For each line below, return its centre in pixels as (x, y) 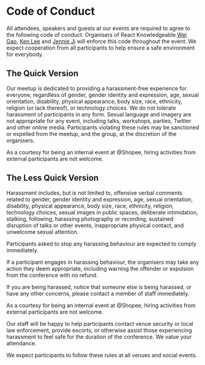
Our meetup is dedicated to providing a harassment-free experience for (96, 88)
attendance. (21, 343)
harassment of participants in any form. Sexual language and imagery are (99, 114)
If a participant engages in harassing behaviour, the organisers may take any (103, 262)
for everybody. (25, 54)
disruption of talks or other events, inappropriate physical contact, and (95, 225)
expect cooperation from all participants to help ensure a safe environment (101, 48)
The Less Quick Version (53, 178)
